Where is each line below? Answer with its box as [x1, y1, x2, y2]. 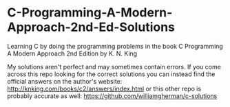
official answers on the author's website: [7, 77, 123, 85]
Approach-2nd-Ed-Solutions [7, 19, 176, 35]
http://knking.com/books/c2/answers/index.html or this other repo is [7, 84, 202, 93]
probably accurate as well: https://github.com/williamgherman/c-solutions [7, 91, 218, 100]
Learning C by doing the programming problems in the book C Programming [7, 42, 224, 50]
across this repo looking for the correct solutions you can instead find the [7, 70, 216, 78]
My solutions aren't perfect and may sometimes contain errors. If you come [7, 62, 222, 71]
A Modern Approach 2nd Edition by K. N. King [7, 49, 138, 58]
